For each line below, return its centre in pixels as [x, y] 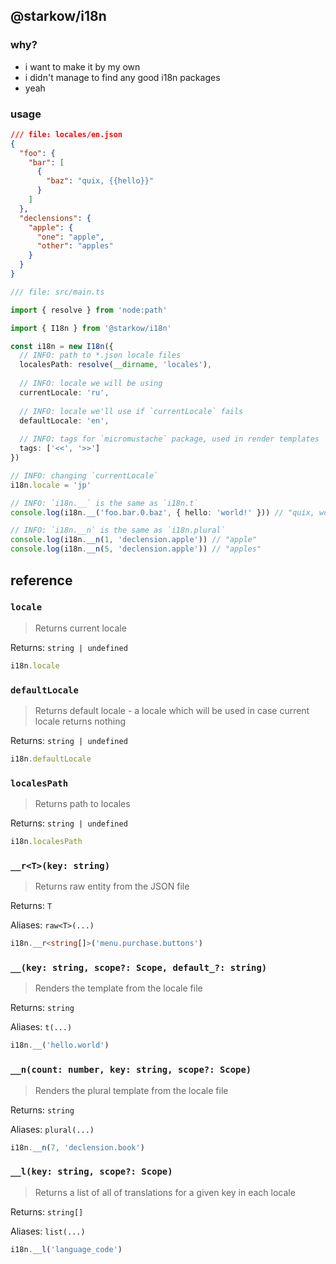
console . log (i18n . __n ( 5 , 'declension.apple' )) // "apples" [136, 549]
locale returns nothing [80, 721]
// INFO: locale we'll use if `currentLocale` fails [131, 411]
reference [41, 580]
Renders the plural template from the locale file [131, 1090]
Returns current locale [80, 628]
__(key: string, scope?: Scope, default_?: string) [139, 968]
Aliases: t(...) [41, 1027]
